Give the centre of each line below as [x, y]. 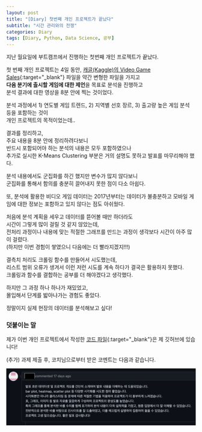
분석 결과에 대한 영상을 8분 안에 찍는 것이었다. [60, 92]
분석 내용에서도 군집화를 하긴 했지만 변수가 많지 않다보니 [72, 176]
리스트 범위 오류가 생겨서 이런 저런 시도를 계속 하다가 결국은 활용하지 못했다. [95, 267]
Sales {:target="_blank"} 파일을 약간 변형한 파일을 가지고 [73, 77]
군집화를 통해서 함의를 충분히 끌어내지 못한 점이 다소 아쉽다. [76, 183]
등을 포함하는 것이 [27, 113]
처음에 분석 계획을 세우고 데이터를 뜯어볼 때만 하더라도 [70, 217]
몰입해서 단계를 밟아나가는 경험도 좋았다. [54, 295]
